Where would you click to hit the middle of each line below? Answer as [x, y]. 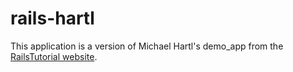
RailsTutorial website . [54, 56]
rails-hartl [52, 18]
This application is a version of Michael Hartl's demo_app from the [147, 46]
